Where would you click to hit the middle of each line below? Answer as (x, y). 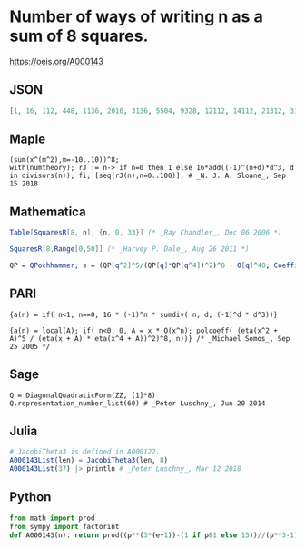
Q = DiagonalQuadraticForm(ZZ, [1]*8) (83, 395)
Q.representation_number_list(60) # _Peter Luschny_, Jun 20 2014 (138, 403)
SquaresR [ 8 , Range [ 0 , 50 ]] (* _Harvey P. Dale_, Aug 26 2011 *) (129, 249)
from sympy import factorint (64, 526)
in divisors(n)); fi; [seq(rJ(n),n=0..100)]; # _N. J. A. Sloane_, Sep (148, 176)
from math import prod (52, 518)
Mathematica (48, 211)
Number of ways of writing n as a (136, 17)
